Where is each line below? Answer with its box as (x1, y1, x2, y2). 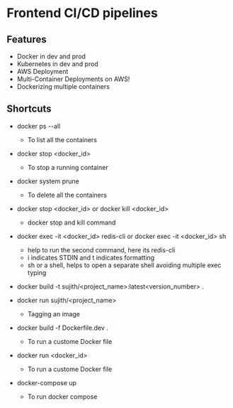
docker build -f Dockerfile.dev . (16, 323, 109, 332)
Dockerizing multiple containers (16, 82, 110, 90)
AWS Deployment (16, 68, 69, 75)
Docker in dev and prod (16, 52, 86, 60)
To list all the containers (27, 135, 97, 144)
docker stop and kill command (27, 218, 116, 227)
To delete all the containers (27, 190, 107, 199)
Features (6, 33, 47, 45)
